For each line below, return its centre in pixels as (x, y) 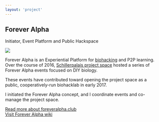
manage (13, 100)
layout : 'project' (24, 10)
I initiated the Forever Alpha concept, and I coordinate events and (71, 95)
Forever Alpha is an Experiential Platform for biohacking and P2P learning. (80, 60)
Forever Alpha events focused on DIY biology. (51, 70)
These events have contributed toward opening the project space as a (76, 80)
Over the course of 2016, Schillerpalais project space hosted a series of (77, 65)
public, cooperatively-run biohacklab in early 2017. (56, 85)
